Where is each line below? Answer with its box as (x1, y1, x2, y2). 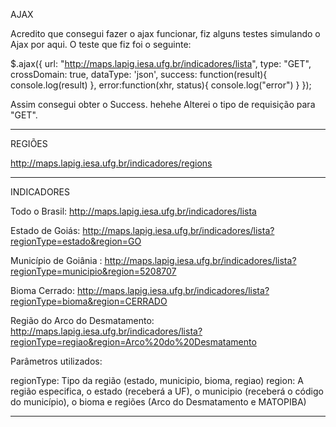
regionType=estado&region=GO (10, 235, 142, 247)
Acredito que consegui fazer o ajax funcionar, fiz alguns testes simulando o (10, 28, 321, 39)
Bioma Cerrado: (10, 285, 76, 296)
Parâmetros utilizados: (10, 355, 103, 367)
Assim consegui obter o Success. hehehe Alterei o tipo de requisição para (10, 99, 316, 110)
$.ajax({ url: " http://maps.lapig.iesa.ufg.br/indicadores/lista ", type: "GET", (10, 58, 312, 69)
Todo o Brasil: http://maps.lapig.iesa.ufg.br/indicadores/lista (10, 205, 257, 217)
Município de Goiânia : (10, 255, 103, 266)
